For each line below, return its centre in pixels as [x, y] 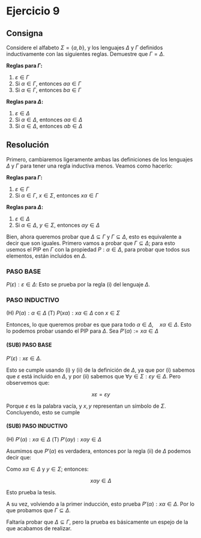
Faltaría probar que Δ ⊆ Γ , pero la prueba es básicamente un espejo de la [97, 522]
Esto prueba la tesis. [31, 492]
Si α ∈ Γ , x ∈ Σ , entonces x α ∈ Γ [57, 195]
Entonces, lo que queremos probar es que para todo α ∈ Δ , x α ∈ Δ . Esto [99, 325]
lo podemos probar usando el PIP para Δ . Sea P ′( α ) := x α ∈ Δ [82, 331]
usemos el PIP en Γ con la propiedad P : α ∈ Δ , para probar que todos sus [98, 249]
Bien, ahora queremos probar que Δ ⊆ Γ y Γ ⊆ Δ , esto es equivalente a [94, 237]
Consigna [25, 33]
